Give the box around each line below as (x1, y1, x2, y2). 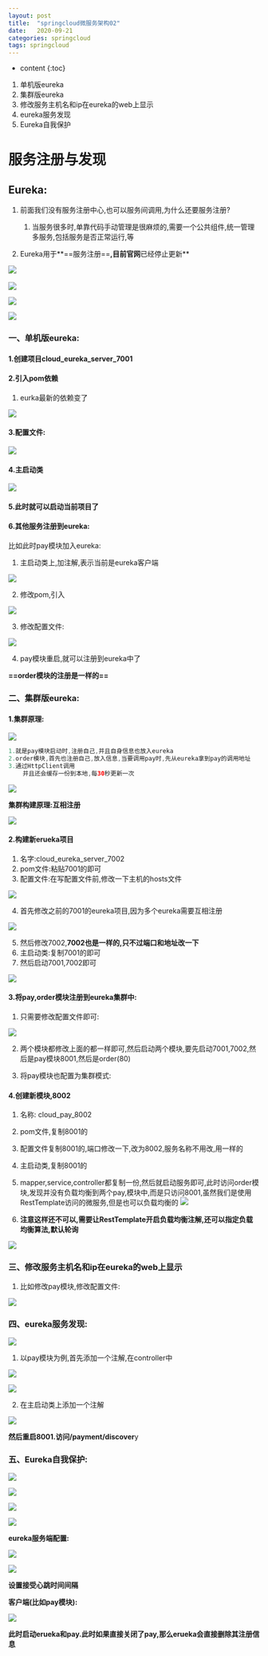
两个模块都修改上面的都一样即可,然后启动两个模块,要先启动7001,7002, (19, 1044, 250, 1053)
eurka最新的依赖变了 (19, 392, 89, 402)
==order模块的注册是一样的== (8, 671, 109, 680)
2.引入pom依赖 (8, 373, 58, 384)
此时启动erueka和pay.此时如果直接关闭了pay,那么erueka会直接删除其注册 (8, 1630, 253, 1639)
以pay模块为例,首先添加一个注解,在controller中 (19, 1352, 173, 1363)
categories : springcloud (8, 34, 91, 42)
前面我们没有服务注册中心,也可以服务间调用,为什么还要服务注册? (19, 205, 231, 215)
